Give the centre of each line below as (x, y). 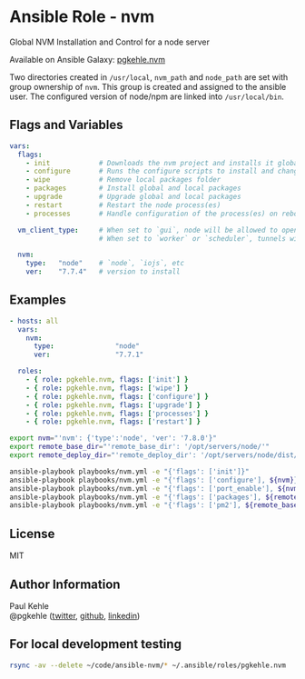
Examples (38, 300)
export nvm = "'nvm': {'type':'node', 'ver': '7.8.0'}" (113, 438)
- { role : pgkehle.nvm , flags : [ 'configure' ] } (117, 396)
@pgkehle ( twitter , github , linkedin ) (75, 615)
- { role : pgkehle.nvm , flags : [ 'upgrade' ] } (113, 405)
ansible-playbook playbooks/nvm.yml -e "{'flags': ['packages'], (135, 497)
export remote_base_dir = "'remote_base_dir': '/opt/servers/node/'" (140, 447)
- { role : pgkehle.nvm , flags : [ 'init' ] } (107, 380)
